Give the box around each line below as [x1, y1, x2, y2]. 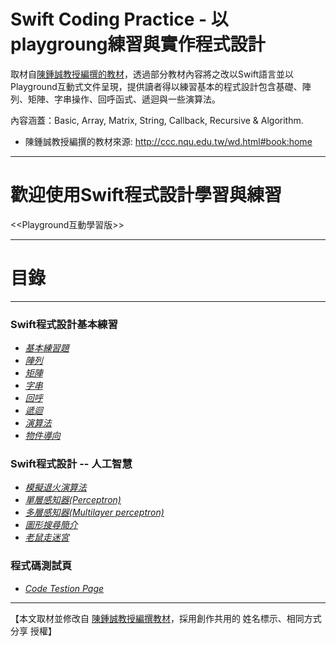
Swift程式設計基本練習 [10, 317, 118, 331]
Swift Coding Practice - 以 [10, 8, 229, 31]
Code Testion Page [24, 582, 105, 594]
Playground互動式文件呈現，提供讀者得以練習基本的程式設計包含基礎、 [10, 80, 303, 92]
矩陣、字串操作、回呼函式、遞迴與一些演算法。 [27, 93, 221, 105]
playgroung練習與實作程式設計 [10, 33, 266, 56]
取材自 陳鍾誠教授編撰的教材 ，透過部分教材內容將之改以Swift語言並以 [10, 68, 295, 80]
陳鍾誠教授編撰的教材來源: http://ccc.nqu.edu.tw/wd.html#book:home [24, 135, 313, 147]
